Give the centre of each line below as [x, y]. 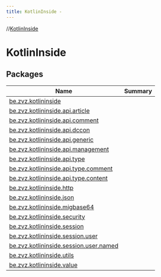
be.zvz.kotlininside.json [42, 198]
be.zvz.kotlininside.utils [41, 255]
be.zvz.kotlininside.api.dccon [49, 130]
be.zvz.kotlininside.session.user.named [64, 246]
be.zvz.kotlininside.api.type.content [59, 178]
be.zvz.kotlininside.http [41, 187]
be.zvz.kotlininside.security [47, 216]
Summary [138, 91]
